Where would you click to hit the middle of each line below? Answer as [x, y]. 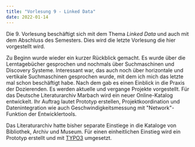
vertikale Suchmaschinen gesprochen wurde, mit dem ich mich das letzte [95, 76]
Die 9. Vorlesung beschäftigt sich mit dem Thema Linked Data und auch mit [97, 34]
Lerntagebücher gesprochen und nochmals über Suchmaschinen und [90, 64]
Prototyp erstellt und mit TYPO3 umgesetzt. [59, 138]
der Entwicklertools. [53, 114]
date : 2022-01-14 [27, 17]
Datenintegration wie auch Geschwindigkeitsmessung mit [75, 108]
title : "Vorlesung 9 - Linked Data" [51, 11]
